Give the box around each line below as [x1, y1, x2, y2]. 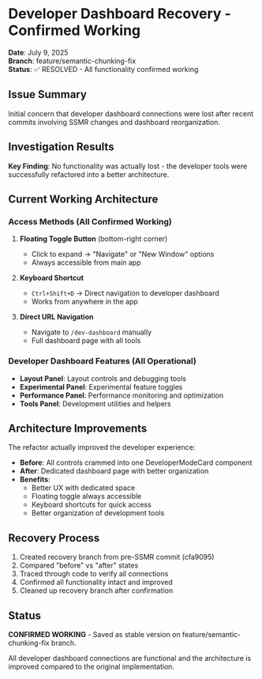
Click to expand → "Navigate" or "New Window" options [31, 250, 215, 259]
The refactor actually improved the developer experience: [8, 443, 196, 452]
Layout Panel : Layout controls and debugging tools [19, 373, 187, 383]
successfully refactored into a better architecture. [8, 169, 170, 179]
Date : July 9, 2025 [8, 47, 69, 57]
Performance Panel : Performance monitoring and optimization [19, 390, 223, 400]
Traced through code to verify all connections [19, 569, 169, 579]
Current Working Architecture [8, 192, 159, 206]
